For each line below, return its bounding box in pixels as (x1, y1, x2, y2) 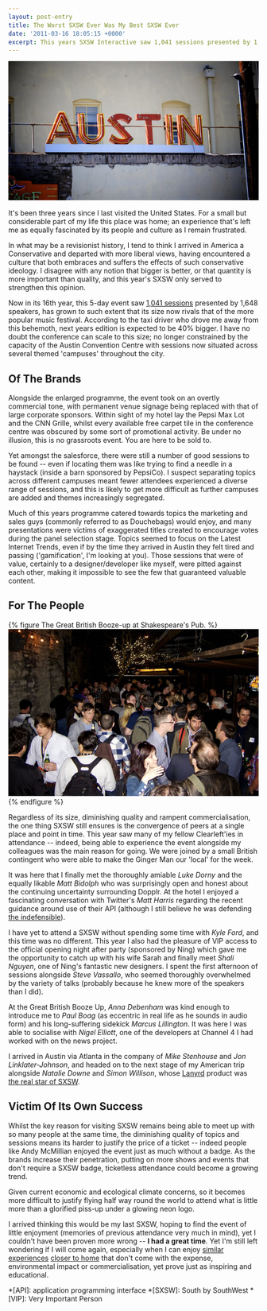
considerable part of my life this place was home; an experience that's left (8, 217, 251, 227)
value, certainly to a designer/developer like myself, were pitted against (8, 559, 242, 568)
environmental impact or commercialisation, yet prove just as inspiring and (8, 1261, 252, 1271)
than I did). (8, 987, 44, 996)
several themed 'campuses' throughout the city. (8, 349, 165, 359)
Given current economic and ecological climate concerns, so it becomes (8, 1187, 246, 1197)
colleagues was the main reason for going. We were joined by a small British (8, 846, 258, 855)
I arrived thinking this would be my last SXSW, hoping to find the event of (8, 1219, 247, 1228)
